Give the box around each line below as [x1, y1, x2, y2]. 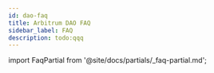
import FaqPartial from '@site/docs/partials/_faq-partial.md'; [8, 56, 208, 65]
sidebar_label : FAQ [8, 26, 73, 34]
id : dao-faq [8, 11, 48, 20]
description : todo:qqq [8, 33, 84, 42]
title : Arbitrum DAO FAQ [8, 19, 91, 27]
